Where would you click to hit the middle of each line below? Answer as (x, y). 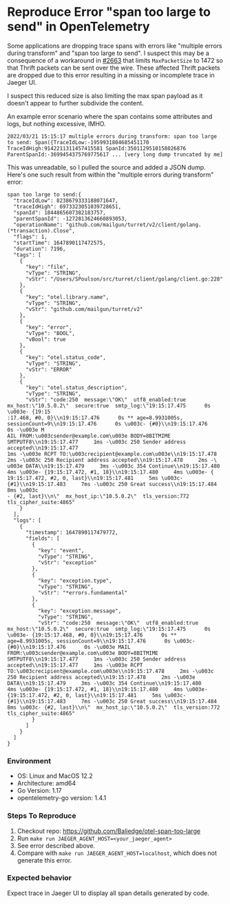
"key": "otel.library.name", (67, 297)
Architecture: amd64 (46, 783)
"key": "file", (47, 267)
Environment (29, 761)
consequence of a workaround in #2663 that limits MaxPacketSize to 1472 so (115, 60)
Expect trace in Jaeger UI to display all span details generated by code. (108, 893)
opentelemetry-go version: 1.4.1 (62, 798)
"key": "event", (61, 550)
